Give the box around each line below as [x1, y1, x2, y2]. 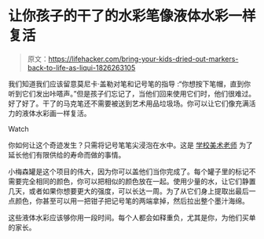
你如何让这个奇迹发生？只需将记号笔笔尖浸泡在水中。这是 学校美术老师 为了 [8, 140, 253, 150]
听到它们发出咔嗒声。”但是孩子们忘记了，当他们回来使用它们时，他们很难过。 [8, 89, 256, 98]
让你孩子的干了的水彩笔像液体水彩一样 [8, 7, 257, 25]
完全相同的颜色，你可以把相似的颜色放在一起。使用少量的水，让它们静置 [21, 176, 256, 186]
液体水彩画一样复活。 [21, 108, 91, 118]
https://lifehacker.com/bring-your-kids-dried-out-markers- [48, 54, 239, 63]
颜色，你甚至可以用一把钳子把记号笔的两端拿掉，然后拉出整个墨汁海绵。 [14, 196, 249, 205]
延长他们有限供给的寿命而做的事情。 [8, 150, 126, 159]
